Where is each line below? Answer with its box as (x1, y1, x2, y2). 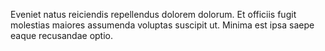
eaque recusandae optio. (10, 30, 114, 41)
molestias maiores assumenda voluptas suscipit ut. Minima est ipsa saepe (10, 19, 315, 31)
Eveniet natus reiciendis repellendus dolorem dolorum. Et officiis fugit (10, 9, 297, 20)
